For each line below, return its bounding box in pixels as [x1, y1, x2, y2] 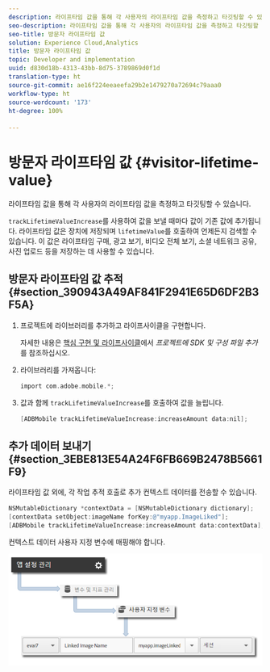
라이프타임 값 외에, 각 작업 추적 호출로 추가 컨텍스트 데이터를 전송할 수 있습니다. [8, 487, 258, 497]
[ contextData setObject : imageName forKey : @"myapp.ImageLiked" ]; [8, 513, 229, 521]
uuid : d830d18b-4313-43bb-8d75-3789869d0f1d [8, 65, 160, 73]
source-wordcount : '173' [8, 98, 92, 107]
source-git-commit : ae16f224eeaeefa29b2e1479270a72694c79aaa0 [8, 81, 222, 89]
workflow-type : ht [8, 90, 70, 98]
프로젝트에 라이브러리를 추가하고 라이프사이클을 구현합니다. [19, 320, 206, 330]
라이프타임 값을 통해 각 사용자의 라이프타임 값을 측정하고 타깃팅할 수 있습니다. [8, 199, 251, 209]
